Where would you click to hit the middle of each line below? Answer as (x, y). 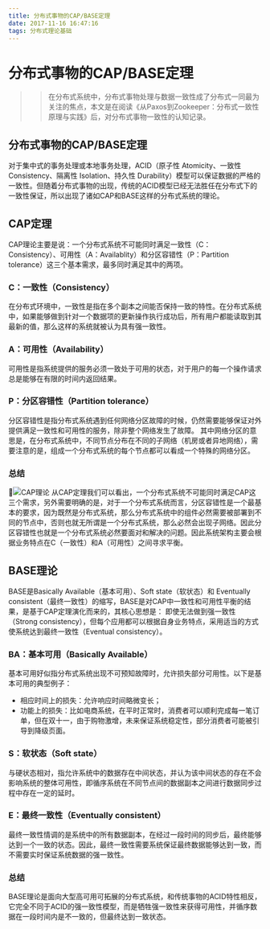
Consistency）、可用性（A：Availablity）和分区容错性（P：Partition (119, 254)
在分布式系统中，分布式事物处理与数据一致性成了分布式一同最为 (153, 97)
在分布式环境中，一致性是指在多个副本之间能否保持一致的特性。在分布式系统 (135, 306)
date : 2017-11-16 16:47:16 (53, 23)
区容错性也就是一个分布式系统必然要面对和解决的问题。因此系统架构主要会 (131, 532)
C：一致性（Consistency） (61, 287)
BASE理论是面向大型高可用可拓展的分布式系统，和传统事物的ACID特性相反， (135, 897)
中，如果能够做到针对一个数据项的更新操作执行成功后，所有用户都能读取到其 (135, 317)
